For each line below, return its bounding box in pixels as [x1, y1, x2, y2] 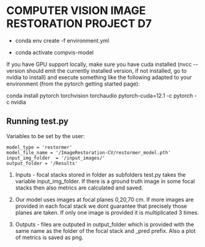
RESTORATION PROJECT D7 [6, 17, 152, 31]
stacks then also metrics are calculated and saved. [15, 184, 144, 191]
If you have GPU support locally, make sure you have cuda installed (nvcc [6, 61, 192, 68]
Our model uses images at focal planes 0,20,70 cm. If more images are [15, 196, 194, 203]
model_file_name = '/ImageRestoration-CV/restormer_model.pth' [6, 149, 171, 156]
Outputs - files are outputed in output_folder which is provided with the [15, 221, 195, 228]
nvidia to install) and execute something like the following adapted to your [6, 73, 192, 81]
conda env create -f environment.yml [15, 37, 110, 44]
